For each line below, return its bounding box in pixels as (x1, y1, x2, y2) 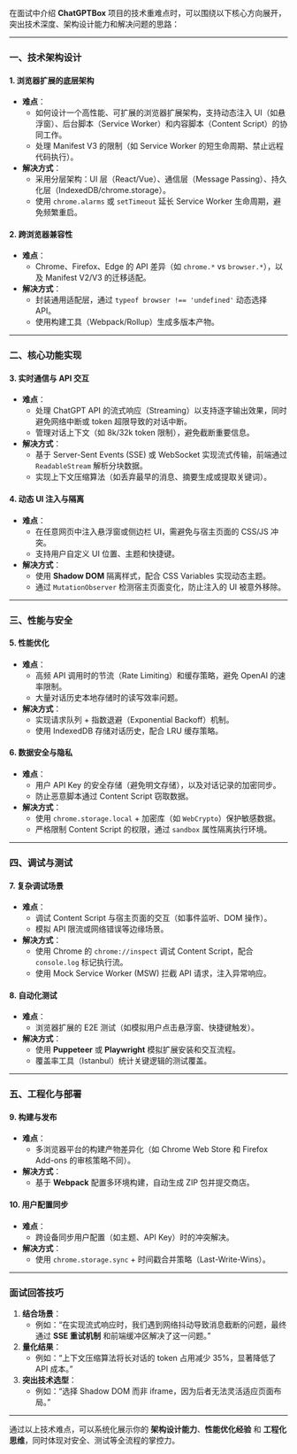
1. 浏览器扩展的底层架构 (9, 74, 95, 86)
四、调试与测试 (9, 856, 73, 869)
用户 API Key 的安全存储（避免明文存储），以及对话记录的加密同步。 (34, 779, 281, 790)
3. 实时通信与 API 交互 (9, 373, 90, 383)
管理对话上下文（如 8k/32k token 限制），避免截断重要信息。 (34, 428, 255, 438)
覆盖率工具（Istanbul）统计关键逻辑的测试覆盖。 (34, 1056, 212, 1066)
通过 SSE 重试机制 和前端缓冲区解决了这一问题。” (34, 1330, 211, 1341)
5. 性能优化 (9, 638, 49, 648)
